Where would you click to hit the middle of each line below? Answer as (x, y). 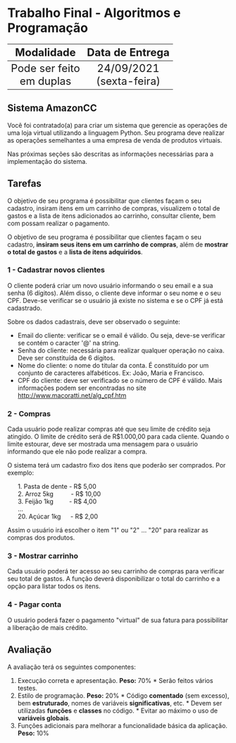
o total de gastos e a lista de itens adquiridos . (75, 251)
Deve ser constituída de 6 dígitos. (66, 357)
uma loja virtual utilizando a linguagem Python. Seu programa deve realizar (116, 133)
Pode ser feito (45, 68)
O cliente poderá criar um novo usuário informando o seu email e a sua (110, 285)
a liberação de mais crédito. (48, 627)
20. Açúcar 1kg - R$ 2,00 (58, 516)
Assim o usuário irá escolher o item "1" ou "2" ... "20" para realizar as (108, 530)
